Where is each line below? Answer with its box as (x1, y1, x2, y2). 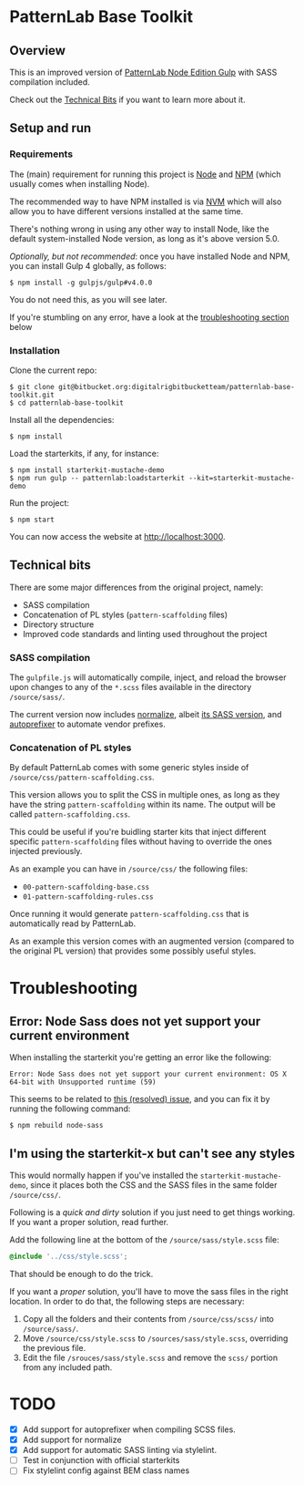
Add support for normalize (22, 1434, 122, 1446)
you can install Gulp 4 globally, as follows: (9, 260, 167, 271)
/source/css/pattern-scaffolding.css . (9, 772, 155, 783)
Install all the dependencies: (9, 414, 115, 425)
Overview (9, 43, 66, 58)
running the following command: (9, 1103, 131, 1114)
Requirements (9, 148, 74, 160)
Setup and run (9, 120, 92, 136)
